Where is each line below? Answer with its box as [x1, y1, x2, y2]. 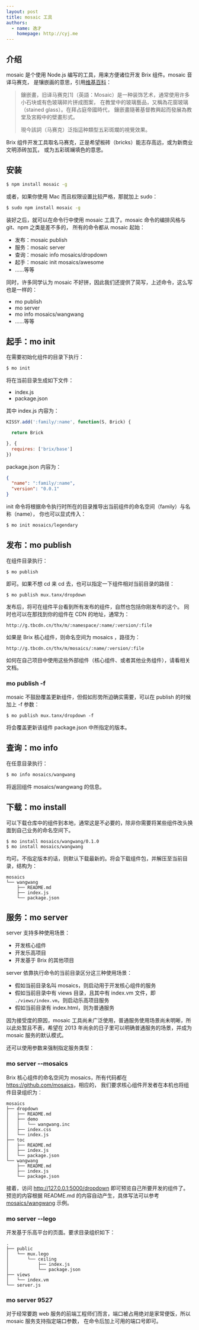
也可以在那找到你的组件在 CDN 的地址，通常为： [11, 610, 130, 618]
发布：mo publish [6, 540, 72, 550]
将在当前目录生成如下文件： [6, 377, 74, 384]
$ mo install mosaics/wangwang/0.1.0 [6, 838, 99, 844]
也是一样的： [6, 286, 37, 293]
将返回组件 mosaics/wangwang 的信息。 [6, 783, 105, 790]
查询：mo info [6, 743, 58, 753]
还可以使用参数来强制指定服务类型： [6, 1044, 95, 1051]
